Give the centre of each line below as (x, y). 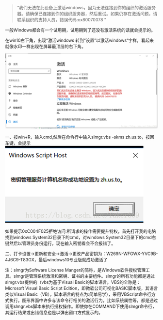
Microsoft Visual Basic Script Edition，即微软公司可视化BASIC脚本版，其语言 (81, 288)
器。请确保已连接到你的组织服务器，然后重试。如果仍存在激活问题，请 (87, 14)
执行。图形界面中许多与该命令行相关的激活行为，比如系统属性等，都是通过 (83, 301)
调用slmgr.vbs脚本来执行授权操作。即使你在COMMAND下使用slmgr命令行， (81, 306)
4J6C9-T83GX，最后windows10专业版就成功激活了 (56, 260)
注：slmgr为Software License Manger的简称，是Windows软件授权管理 (75, 270)
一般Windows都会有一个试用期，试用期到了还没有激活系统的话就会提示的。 (80, 30)
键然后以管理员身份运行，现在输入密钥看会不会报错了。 (60, 243)
